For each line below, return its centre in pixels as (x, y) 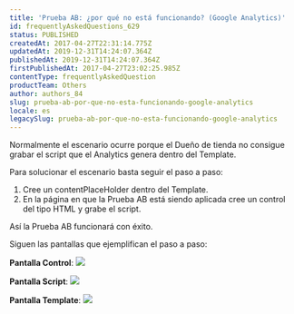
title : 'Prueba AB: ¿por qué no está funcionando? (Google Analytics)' (147, 18)
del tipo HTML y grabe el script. (82, 209)
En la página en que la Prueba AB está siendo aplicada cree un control (154, 200)
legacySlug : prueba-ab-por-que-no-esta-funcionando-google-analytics (144, 119)
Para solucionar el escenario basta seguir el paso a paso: (117, 172)
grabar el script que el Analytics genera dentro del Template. (123, 154)
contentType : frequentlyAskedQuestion (83, 77)
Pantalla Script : (39, 281)
